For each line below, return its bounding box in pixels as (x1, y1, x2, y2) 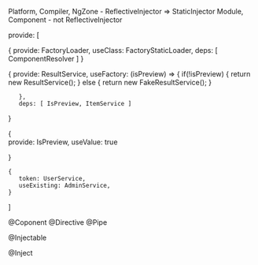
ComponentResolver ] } (8, 54, 84, 63)
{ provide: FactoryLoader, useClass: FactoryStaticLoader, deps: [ (8, 46, 218, 54)
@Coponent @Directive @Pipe (8, 218, 108, 227)
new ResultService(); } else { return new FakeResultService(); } (8, 78, 212, 87)
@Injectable (8, 233, 47, 242)
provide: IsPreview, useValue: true (8, 137, 118, 147)
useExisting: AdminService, (18, 181, 111, 189)
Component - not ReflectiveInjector (8, 15, 123, 24)
